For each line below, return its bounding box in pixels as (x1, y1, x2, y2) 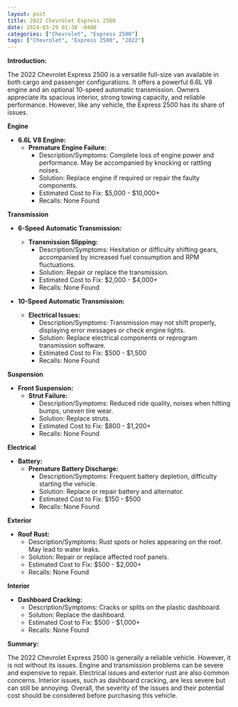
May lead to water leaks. (28, 545, 101, 554)
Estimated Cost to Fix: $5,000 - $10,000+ (38, 189, 160, 197)
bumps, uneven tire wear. (38, 407, 114, 416)
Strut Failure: (28, 391, 68, 400)
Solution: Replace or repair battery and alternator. (38, 487, 184, 496)
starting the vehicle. (38, 480, 97, 488)
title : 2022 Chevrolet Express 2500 (7, 17, 116, 24)
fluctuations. (38, 261, 76, 269)
